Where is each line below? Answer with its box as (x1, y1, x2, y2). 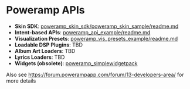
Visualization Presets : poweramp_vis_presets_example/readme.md (14, 35, 178, 42)
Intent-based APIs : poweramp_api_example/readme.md (14, 29, 151, 35)
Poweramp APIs (6, 3, 85, 17)
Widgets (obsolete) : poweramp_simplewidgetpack (14, 59, 138, 67)
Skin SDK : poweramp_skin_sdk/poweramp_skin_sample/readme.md (14, 23, 179, 30)
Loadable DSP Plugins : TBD (14, 41, 83, 48)
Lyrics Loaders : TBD (14, 54, 65, 60)
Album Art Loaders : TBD (14, 47, 76, 54)
